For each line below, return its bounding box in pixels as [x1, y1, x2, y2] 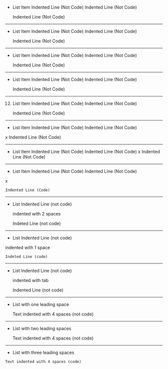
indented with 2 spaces [12, 211, 61, 216]
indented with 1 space [5, 244, 50, 250]
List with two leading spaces [12, 325, 71, 331]
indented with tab [12, 277, 49, 283]
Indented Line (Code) [5, 187, 50, 192]
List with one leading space [12, 301, 69, 307]
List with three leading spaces [12, 349, 74, 355]
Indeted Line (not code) [12, 220, 61, 226]
